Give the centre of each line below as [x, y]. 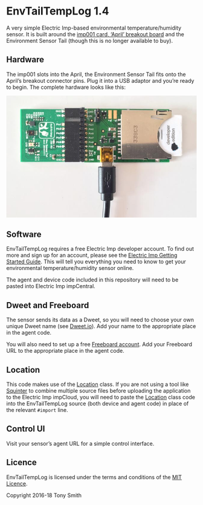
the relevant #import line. [37, 410]
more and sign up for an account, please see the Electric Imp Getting [92, 256]
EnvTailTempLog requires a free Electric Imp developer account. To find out [100, 249]
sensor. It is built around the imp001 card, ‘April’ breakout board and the [95, 34]
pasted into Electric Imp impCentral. [51, 286]
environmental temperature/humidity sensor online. [70, 268]
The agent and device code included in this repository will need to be [92, 280]
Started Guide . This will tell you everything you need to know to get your [96, 262]
